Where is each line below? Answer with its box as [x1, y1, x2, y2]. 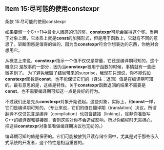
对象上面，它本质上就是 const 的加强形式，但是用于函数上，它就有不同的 [9, 35, 154, 41]
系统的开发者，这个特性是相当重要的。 [9, 139, 86, 145]
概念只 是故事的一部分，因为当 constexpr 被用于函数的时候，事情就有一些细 [5, 64, 156, 69]
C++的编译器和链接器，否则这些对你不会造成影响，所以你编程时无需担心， [5, 117, 155, 123]
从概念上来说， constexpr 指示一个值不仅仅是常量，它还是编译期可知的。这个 [5, 58, 159, 64]
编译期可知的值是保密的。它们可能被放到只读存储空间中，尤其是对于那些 [5, 133, 150, 139]
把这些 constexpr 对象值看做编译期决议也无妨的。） [5, 123, 106, 129]
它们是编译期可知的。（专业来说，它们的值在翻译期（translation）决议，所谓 [5, 105, 157, 110]
